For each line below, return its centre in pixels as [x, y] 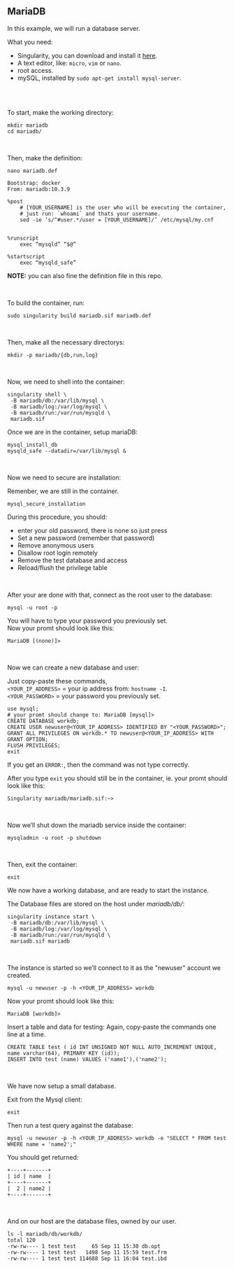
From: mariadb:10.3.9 [39, 189]
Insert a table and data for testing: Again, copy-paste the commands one [112, 1027]
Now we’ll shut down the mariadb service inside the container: [97, 825]
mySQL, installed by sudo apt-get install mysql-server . [99, 78]
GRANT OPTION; [28, 739]
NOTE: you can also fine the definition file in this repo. [85, 275]
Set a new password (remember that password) [86, 538]
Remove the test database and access [72, 560]
